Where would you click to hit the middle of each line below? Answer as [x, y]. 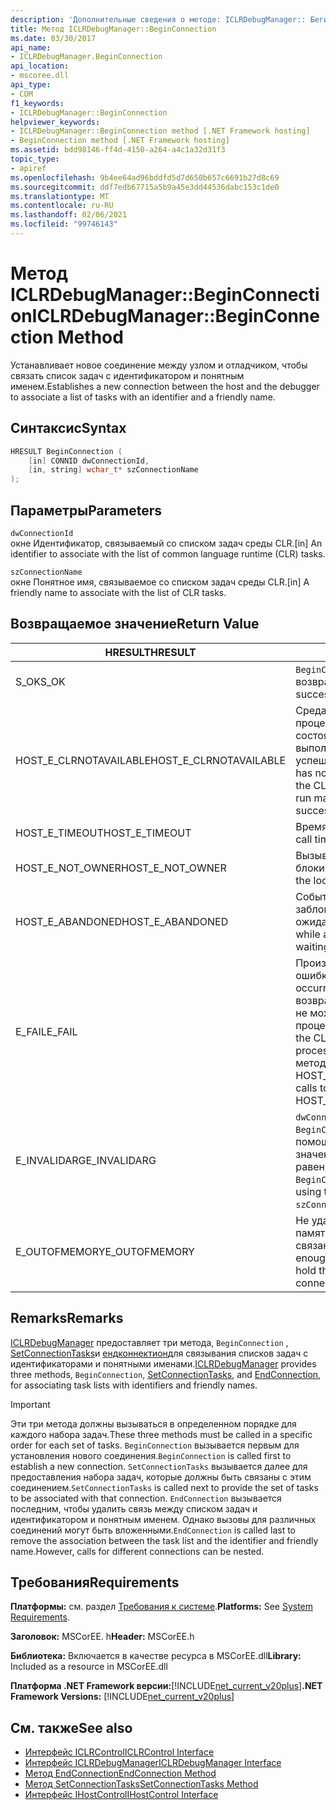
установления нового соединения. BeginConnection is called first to [151, 1455]
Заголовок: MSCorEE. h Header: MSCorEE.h [102, 1637]
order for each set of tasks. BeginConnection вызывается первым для [155, 1445]
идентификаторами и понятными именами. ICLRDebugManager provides [163, 1363]
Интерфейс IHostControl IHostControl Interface [121, 1795]
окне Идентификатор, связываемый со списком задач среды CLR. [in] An [166, 543]
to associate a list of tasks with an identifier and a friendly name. [143, 397]
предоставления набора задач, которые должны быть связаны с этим [161, 1477]
